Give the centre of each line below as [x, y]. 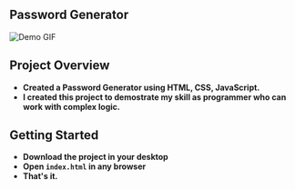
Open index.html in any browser [84, 166]
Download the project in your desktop [95, 157]
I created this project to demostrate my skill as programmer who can [154, 97]
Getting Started [54, 135]
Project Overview [60, 66]
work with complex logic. [71, 106]
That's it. [40, 176]
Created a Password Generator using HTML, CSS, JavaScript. [141, 87]
